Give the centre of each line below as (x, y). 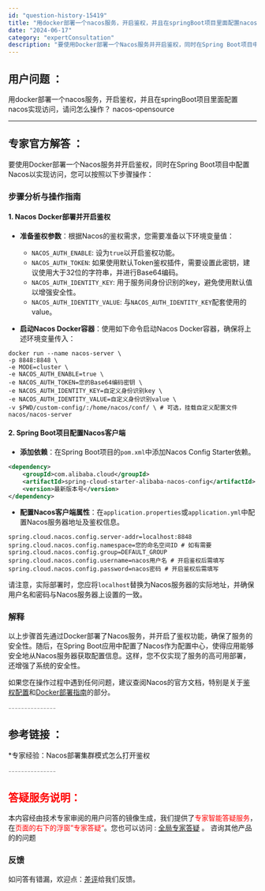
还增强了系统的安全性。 (46, 665)
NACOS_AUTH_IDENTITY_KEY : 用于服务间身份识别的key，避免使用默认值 (142, 282)
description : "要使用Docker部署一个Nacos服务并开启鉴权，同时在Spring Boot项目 (131, 45)
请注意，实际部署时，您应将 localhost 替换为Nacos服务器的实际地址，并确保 (131, 585)
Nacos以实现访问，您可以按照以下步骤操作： (81, 174)
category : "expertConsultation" (61, 37)
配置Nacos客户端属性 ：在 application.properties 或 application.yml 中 (134, 512)
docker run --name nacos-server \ (65, 353)
